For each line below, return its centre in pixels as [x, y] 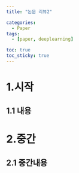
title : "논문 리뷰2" [29, 12]
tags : [13, 34]
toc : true [19, 50]
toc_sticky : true [28, 56]
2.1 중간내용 [27, 163]
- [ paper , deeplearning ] [42, 40]
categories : [21, 22]
